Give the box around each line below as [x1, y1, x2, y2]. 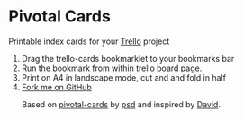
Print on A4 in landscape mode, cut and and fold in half [21, 72, 227, 82]
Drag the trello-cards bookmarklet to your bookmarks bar [21, 53, 235, 64]
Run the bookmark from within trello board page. [21, 63, 203, 73]
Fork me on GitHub [21, 81, 92, 92]
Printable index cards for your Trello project [8, 36, 170, 47]
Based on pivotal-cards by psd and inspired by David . [21, 98, 221, 109]
